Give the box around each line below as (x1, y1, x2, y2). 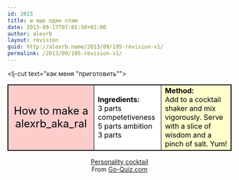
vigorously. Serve (164, 112, 224, 122)
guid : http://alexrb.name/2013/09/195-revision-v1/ (7, 43, 164, 50)
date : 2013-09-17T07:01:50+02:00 (7, 23, 107, 30)
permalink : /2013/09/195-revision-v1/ (7, 50, 122, 57)
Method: (164, 86, 194, 96)
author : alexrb (7, 30, 53, 38)
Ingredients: (97, 94, 140, 104)
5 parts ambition (97, 121, 153, 131)
